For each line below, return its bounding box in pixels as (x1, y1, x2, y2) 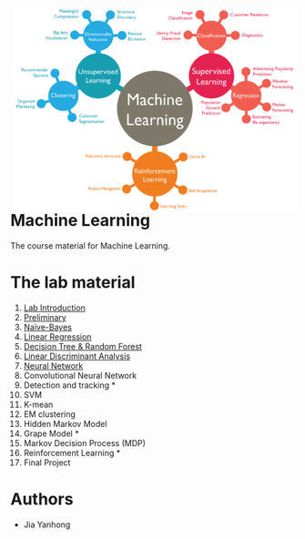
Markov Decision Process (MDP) (23, 438, 147, 449)
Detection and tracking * (23, 380, 117, 391)
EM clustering (23, 409, 76, 420)
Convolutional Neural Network (23, 371, 137, 381)
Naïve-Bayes (23, 321, 72, 333)
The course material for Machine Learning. (10, 240, 171, 251)
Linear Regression (23, 331, 92, 342)
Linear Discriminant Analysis (23, 351, 131, 361)
